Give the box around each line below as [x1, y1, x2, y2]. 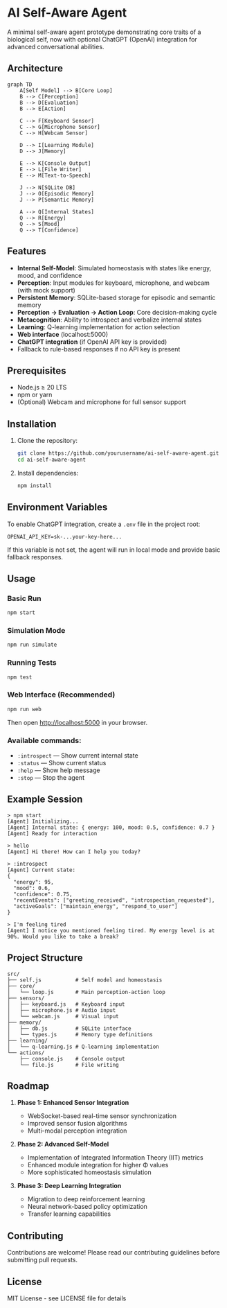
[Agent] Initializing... [7, 818, 79, 825]
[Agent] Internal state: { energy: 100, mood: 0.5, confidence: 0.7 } [7, 823, 215, 831]
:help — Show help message [17, 766, 100, 774]
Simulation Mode [7, 626, 66, 636]
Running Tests [7, 658, 57, 668]
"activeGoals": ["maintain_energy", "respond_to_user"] [13, 902, 178, 909]
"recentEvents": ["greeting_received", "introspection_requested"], [13, 896, 215, 904]
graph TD [7, 81, 33, 88]
